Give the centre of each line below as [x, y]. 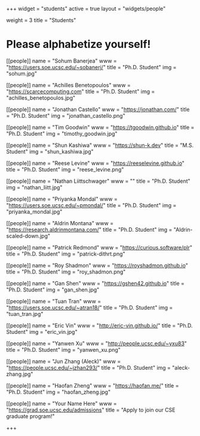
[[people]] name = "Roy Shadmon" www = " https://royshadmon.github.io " [97, 265]
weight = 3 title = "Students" [41, 20]
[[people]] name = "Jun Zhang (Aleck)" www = [64, 361]
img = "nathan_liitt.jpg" [34, 187]
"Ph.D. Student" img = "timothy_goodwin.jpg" [62, 133]
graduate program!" [30, 416]
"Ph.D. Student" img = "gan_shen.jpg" [53, 290]
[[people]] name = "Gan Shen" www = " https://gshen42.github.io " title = [96, 283]
